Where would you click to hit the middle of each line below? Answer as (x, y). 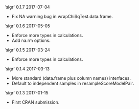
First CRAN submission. (35, 102)
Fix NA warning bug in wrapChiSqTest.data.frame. (62, 16)
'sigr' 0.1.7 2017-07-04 (27, 7)
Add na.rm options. (31, 40)
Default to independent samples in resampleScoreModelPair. (73, 83)
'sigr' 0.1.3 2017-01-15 (26, 93)
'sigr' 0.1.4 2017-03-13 (27, 69)
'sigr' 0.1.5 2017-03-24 (27, 50)
